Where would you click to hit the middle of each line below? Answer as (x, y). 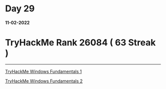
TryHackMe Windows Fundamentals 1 (43, 71)
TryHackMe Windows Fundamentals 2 (44, 81)
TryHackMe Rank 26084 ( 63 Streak (81, 42)
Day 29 (20, 9)
